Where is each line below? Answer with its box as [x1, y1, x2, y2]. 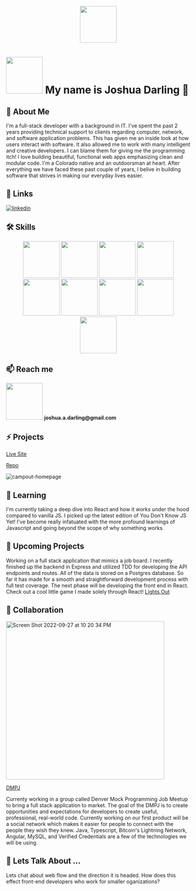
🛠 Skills [6, 222, 36, 232]
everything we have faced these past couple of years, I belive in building [6, 166, 181, 172]
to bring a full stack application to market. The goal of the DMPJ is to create [6, 801, 188, 808]
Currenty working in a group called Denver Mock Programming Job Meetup [6, 795, 188, 802]
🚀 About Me [6, 107, 50, 117]
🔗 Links [6, 189, 33, 199]
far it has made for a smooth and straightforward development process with [6, 576, 188, 583]
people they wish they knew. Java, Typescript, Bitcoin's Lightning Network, [6, 827, 187, 834]
